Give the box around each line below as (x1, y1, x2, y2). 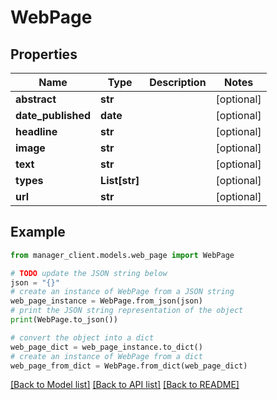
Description (149, 76, 207, 89)
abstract (15, 92, 57, 106)
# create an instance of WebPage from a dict (10, 351, 203, 361)
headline (15, 125, 58, 138)
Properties (10, 46, 78, 63)
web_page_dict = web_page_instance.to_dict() (10, 342, 203, 352)
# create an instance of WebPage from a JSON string (10, 287, 235, 297)
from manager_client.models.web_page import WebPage (10, 250, 235, 260)
